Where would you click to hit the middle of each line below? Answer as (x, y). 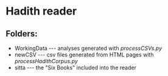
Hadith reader (41, 11)
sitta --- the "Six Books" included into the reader (75, 67)
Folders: (22, 34)
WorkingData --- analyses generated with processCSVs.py (88, 48)
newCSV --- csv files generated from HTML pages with (84, 55)
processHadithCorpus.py (46, 61)
